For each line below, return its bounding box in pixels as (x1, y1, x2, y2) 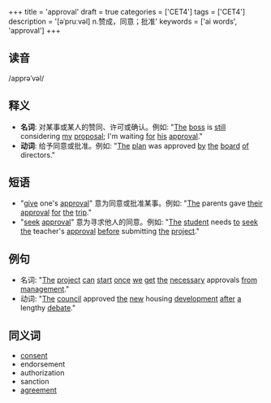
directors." (19, 149, 55, 159)
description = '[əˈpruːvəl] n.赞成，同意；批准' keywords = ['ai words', (8, 16, 238, 26)
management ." (19, 284, 70, 294)
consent (19, 351, 48, 361)
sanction (19, 377, 49, 387)
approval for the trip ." (19, 207, 92, 218)
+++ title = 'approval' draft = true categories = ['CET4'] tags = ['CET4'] (8, 7, 246, 16)
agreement (19, 385, 57, 395)
